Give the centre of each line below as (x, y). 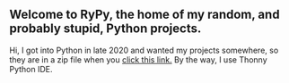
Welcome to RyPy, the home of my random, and (144, 15)
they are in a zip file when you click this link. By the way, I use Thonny (138, 59)
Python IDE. (31, 69)
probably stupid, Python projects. (105, 29)
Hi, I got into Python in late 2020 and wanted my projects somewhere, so (144, 50)
